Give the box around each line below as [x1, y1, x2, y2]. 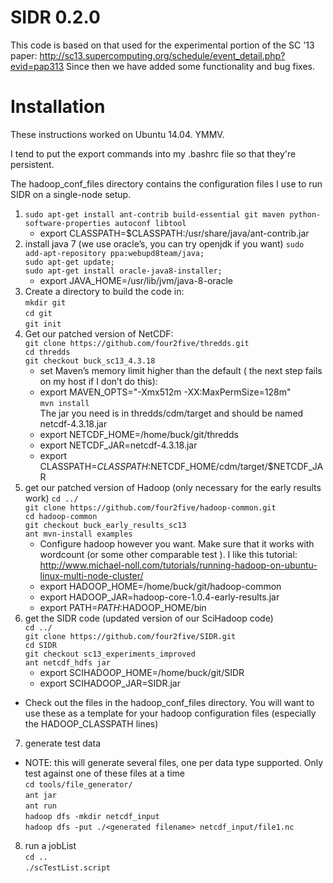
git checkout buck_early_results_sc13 [24, 520, 187, 530]
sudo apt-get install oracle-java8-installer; [24, 266, 223, 276]
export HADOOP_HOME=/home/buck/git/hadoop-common [39, 580, 282, 592]
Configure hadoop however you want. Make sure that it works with [39, 537, 315, 550]
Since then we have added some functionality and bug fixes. [66, 60, 315, 72]
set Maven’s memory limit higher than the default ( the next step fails [39, 364, 323, 376]
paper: [10, 49, 38, 61]
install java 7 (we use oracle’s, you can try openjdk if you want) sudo [24, 237, 305, 250]
